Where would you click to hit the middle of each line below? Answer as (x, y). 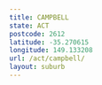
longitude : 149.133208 (51, 50)
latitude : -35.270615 (49, 42)
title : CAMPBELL (39, 17)
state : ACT (29, 26)
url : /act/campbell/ (47, 58)
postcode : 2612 (37, 34)
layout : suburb (37, 67)
